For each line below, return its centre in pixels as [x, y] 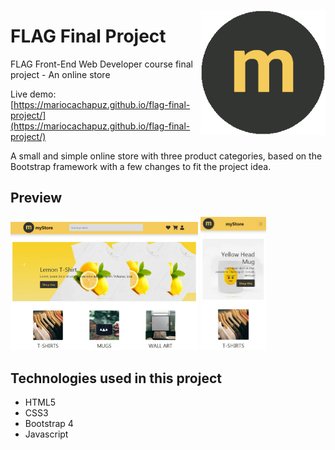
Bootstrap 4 [49, 423]
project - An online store [60, 74]
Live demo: [33, 94]
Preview [36, 198]
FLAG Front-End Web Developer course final [102, 64]
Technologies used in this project [116, 378]
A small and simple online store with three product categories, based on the [166, 156]
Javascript [46, 434]
